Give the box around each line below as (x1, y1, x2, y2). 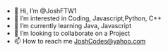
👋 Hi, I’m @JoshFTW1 (13, 7, 77, 15)
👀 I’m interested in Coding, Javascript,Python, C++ (13, 14, 162, 22)
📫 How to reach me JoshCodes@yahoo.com (13, 37, 146, 45)
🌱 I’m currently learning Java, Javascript (13, 22, 132, 30)
